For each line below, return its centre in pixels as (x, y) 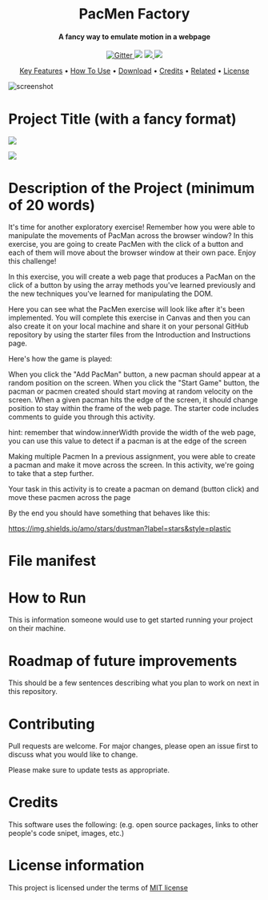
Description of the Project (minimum (132, 188)
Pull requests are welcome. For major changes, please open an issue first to (133, 746)
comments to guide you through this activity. (82, 417)
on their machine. (37, 628)
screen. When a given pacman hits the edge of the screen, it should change (133, 400)
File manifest (52, 561)
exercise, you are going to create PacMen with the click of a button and (126, 244)
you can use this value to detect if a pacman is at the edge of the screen (127, 441)
